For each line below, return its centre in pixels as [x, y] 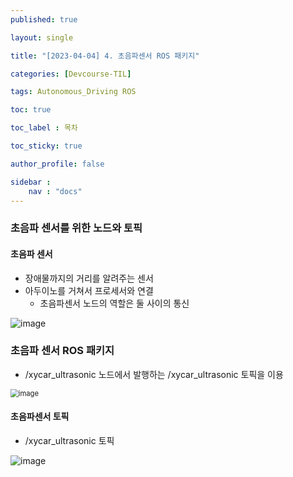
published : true [44, 19]
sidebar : [31, 182]
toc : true [31, 110]
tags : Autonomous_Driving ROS [73, 92]
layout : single [42, 37]
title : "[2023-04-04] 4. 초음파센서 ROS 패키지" [105, 56]
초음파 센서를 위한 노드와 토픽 [76, 228]
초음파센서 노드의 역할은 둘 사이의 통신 [114, 303]
